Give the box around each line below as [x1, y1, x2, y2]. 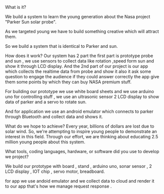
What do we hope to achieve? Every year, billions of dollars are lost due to [5, 123, 154, 129]
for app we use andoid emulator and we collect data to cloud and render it [5, 178, 155, 184]
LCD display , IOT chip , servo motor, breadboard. [5, 168, 105, 174]
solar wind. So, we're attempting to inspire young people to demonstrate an [5, 129, 157, 134]
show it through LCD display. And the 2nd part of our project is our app [5, 64, 148, 69]
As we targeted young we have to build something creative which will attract [5, 29, 159, 34]
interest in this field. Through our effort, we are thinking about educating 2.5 [5, 134, 158, 139]
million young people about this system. [5, 139, 86, 145]
